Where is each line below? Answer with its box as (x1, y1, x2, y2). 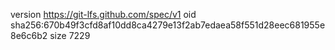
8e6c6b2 (10, 30, 48, 41)
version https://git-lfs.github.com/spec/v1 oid (10, 9, 197, 20)
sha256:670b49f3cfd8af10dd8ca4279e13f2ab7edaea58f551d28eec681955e (10, 19, 326, 31)
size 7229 (49, 30, 91, 41)
